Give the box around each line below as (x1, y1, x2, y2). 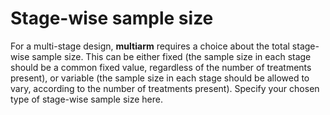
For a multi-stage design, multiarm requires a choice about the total (10, 40, 290, 52)
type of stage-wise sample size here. (10, 93, 163, 105)
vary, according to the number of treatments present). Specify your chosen (10, 82, 320, 94)
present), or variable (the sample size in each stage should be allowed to (10, 72, 310, 84)
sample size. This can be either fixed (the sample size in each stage (31, 50, 312, 62)
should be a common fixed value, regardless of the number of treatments (10, 61, 312, 73)
